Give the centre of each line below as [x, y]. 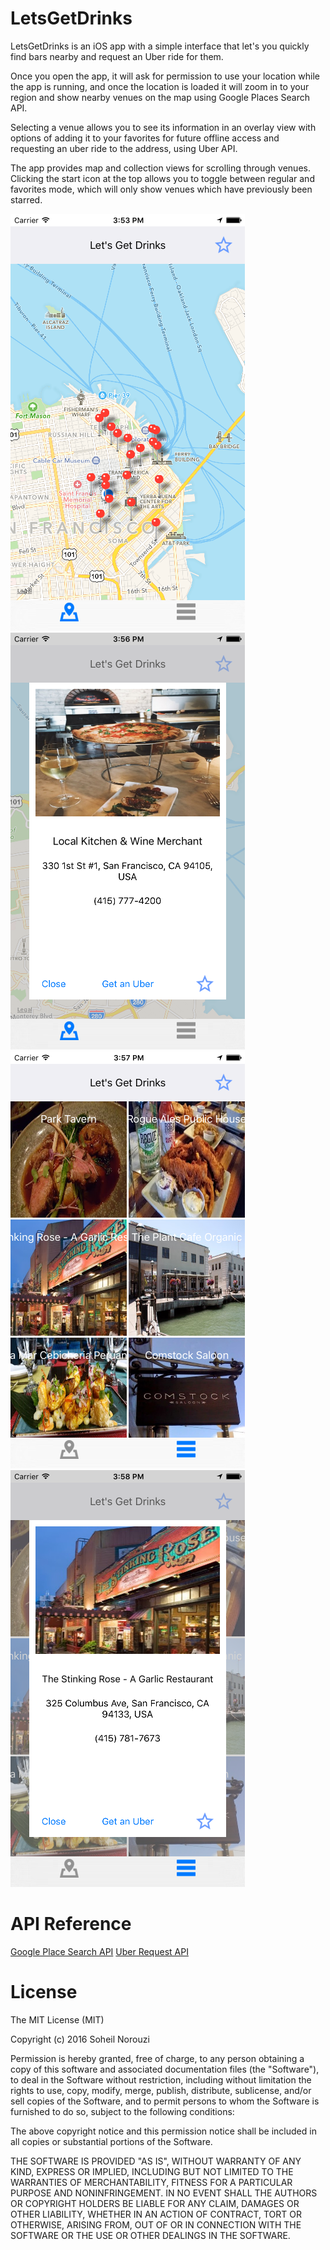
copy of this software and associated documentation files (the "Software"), [165, 2069]
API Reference [71, 1924]
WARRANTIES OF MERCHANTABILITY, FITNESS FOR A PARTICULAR [151, 2182]
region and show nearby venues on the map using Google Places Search [160, 97]
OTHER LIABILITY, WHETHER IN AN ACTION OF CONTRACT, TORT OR [156, 2214]
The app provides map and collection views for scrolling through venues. [160, 168]
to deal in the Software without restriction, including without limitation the [161, 2079]
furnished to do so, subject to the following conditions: [122, 2111]
